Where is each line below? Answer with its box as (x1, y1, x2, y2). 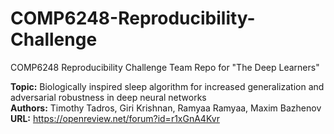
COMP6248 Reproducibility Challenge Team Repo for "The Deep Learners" (10, 61, 320, 73)
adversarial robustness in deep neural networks (10, 91, 207, 103)
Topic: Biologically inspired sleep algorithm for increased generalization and (10, 80, 325, 92)
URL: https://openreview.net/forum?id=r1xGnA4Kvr (10, 112, 220, 124)
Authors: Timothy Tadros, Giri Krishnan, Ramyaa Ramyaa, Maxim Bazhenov (10, 102, 322, 114)
